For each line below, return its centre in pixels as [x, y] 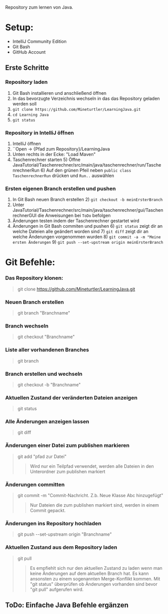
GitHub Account [29, 52]
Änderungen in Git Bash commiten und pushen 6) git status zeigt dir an [88, 226]
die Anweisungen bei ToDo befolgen [74, 216]
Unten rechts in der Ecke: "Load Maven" [54, 154]
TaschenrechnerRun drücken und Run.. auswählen [63, 176]
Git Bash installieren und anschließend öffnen [59, 93]
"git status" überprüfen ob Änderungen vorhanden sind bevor [94, 584]
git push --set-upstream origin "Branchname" [64, 534]
